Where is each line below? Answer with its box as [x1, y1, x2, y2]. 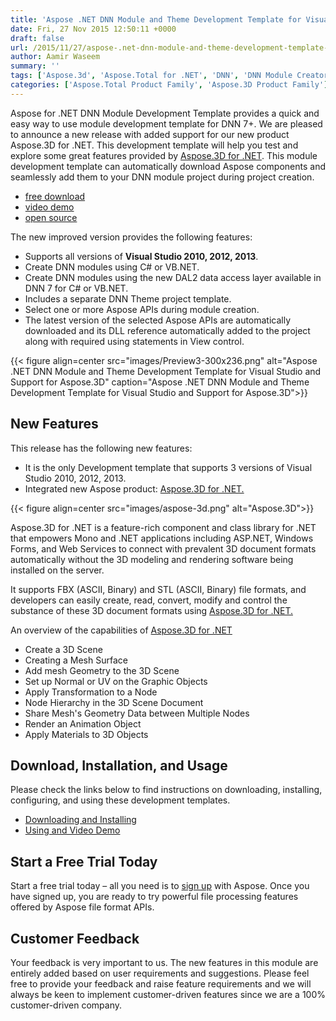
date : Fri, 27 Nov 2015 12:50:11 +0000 [10, 24, 177, 34]
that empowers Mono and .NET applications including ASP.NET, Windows [10, 532, 314, 544]
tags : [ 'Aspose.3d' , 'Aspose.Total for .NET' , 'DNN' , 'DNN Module [10, 71, 293, 81]
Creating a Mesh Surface [24, 654, 128, 666]
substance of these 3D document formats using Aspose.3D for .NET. [10, 604, 293, 616]
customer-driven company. [10, 999, 123, 1011]
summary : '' [10, 61, 60, 71]
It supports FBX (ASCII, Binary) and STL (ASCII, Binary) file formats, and [10, 583, 307, 595]
